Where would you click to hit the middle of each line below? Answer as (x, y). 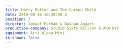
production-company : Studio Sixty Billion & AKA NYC (62, 28)
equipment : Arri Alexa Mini (35, 33)
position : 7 (18, 19)
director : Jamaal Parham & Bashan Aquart (50, 24)
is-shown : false (22, 38)
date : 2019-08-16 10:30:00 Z (36, 14)
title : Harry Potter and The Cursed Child (51, 10)
